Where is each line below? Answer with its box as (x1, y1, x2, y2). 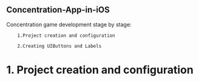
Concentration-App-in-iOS (6, 5, 110, 15)
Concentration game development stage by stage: (6, 20, 132, 28)
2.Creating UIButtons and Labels (17, 43, 102, 49)
